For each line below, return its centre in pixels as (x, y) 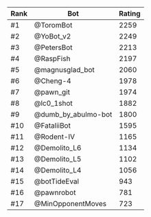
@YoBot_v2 (53, 36)
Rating (130, 13)
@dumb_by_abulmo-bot (73, 114)
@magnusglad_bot (64, 70)
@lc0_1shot (54, 103)
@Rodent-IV (55, 137)
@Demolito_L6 (58, 148)
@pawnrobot (55, 193)
